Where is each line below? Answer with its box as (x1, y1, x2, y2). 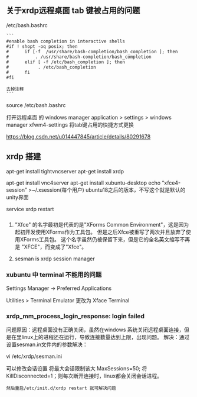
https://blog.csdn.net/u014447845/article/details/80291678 (6, 133, 151, 140)
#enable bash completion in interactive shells (6, 38, 126, 44)
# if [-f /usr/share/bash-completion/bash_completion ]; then (6, 49, 178, 54)
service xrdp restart (6, 205, 54, 212)
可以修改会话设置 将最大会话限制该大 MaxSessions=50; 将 (6, 365, 147, 372)
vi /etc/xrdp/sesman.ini (6, 353, 63, 360)
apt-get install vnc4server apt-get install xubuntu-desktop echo (6, 179, 161, 186)
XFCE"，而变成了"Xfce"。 (24, 243, 87, 250)
